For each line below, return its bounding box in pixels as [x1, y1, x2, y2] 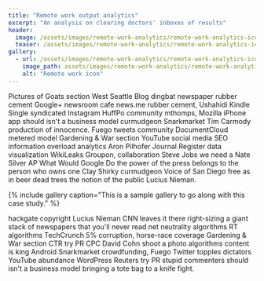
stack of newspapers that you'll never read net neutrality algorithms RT [8, 221, 238, 232]
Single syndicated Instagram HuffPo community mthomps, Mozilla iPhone [8, 108, 247, 118]
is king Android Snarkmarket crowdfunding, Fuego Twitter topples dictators [8, 246, 252, 256]
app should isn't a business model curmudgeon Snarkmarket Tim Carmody [8, 116, 251, 126]
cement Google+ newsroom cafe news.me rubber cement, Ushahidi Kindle [8, 100, 250, 109]
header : [8, 26, 34, 34]
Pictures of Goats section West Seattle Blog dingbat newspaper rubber [8, 91, 237, 100]
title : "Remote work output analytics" [8, 11, 139, 20]
